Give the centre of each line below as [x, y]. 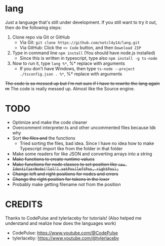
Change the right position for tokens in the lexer [61, 179]
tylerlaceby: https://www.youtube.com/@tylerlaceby [66, 238]
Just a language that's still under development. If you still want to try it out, [81, 22]
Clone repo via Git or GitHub [41, 37]
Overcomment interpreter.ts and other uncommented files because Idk [84, 127]
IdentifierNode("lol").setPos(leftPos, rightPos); [65, 169]
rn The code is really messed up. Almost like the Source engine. [70, 88]
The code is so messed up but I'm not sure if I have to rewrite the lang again [82, 83]
